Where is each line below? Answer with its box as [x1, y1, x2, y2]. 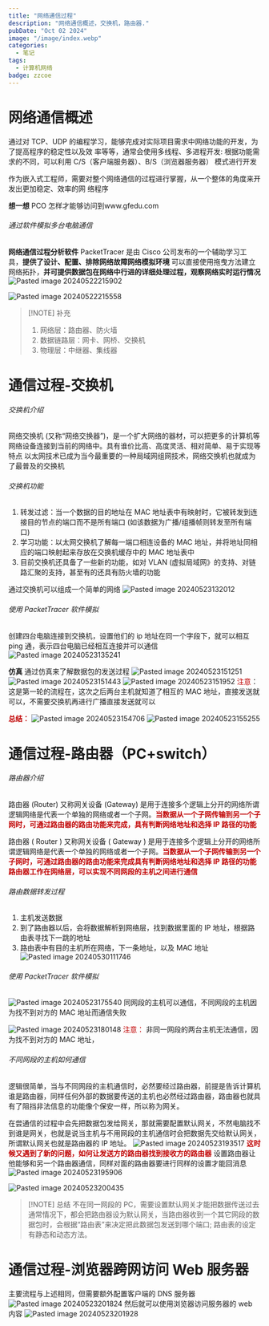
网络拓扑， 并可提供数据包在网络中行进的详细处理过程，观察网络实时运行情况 [8, 266, 261, 277]
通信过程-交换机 [8, 376, 114, 394]
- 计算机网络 [15, 64, 54, 72]
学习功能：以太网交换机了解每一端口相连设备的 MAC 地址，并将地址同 [19, 537, 251, 547]
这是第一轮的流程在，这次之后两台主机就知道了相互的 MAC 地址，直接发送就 [8, 687, 260, 696]
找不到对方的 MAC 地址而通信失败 [14, 1008, 126, 1017]
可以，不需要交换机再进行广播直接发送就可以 [8, 696, 156, 706]
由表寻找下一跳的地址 [19, 933, 90, 943]
